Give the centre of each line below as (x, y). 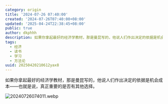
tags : (11, 42)
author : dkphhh (21, 33)
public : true (19, 28)
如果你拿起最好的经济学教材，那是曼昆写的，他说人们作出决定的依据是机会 (82, 80)
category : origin (23, 10)
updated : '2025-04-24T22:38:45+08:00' (45, 24)
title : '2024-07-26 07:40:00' (37, 14)
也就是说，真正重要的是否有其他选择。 (58, 86)
